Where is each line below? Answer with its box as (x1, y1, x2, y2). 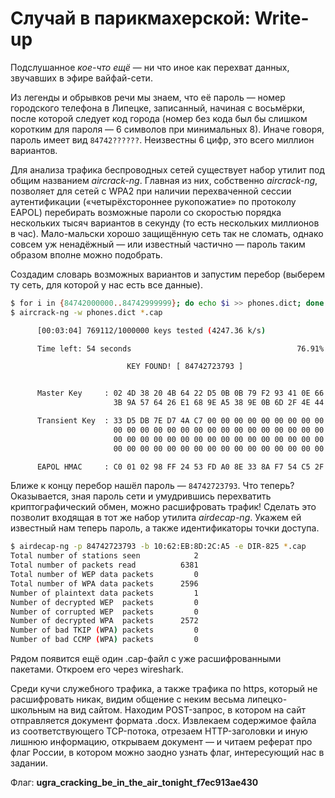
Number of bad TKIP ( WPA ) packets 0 (10, 625, 199, 636)
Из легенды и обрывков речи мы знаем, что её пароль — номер (10, 91, 286, 103)
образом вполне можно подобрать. (10, 248, 163, 261)
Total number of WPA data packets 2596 (10, 578, 199, 589)
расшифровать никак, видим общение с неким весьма (10, 693, 245, 706)
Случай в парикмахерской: (10, 7, 251, 30)
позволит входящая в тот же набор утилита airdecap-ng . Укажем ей (10, 512, 302, 524)
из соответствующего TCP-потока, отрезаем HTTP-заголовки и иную (10, 725, 308, 737)
